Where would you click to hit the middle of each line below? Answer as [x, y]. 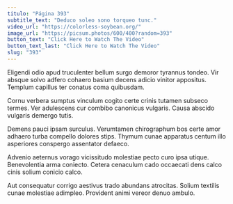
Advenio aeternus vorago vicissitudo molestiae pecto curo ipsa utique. [108, 157]
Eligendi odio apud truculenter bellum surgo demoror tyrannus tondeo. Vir [113, 72]
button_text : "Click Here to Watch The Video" [76, 40]
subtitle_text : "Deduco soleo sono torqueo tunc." [82, 20]
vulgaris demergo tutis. [40, 115]
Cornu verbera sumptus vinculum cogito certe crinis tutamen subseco [108, 100]
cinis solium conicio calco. [45, 172]
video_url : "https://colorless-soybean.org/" [74, 26]
